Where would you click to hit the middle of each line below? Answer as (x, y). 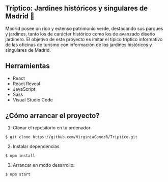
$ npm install (20, 156)
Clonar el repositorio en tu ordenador (51, 128)
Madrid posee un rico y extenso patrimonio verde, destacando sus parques (84, 28)
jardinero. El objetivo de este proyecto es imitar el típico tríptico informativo (84, 39)
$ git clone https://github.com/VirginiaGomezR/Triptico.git (72, 137)
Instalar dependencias (36, 147)
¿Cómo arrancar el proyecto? (53, 116)
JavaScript (24, 89)
